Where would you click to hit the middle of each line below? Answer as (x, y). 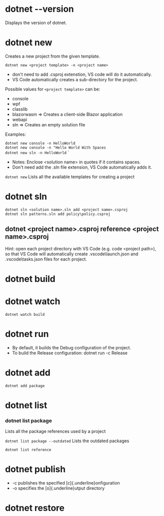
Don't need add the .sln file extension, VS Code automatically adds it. (82, 167)
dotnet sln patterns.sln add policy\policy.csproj (58, 214)
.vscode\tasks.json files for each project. (46, 259)
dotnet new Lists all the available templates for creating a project (70, 177)
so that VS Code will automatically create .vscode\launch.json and (72, 254)
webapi (20, 120)
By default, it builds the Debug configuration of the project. (71, 347)
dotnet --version (40, 9)
